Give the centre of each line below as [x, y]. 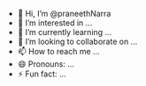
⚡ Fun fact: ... [42, 74]
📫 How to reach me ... [58, 51]
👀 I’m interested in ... [55, 23]
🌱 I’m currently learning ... [65, 32]
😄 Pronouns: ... [46, 64]
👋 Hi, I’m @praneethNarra [64, 14]
